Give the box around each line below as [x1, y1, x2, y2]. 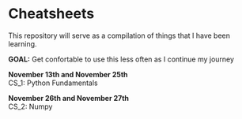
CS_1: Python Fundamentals [8, 78, 98, 87]
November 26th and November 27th [8, 93, 129, 102]
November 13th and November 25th [8, 69, 128, 79]
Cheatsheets [8, 5, 95, 23]
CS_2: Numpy [8, 102, 53, 111]
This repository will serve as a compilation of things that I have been [8, 31, 231, 40]
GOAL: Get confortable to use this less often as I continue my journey [8, 54, 235, 64]
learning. [8, 39, 37, 48]
